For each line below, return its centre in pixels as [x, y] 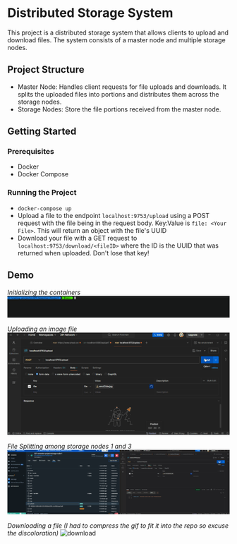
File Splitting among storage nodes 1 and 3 [69, 446]
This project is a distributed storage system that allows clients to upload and [118, 32]
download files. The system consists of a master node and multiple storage [116, 40]
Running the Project [42, 193]
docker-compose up [44, 208]
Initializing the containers [44, 292]
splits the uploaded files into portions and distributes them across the [118, 94]
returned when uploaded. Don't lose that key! [83, 253]
